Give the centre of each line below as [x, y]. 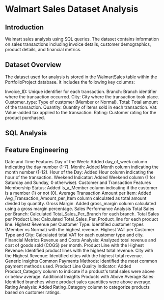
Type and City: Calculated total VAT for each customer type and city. [74, 235]
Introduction [25, 27]
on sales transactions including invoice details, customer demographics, [78, 44]
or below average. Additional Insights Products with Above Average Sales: [80, 277]
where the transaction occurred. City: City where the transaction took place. [82, 96]
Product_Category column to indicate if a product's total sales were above [80, 271]
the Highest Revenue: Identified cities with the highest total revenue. [74, 256]
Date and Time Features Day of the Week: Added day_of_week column [76, 162]
